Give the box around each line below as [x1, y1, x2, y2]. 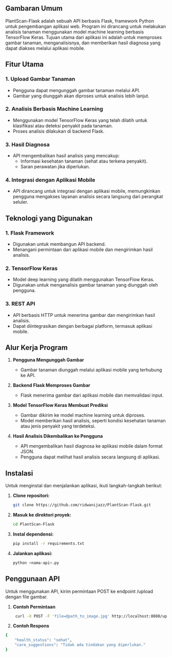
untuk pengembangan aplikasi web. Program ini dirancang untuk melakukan [5, 23, 166, 29]
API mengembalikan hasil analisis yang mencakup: [12, 153, 120, 159]
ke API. [20, 372, 36, 379]
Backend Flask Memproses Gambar [12, 382, 91, 388]
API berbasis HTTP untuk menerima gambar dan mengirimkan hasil [12, 312, 156, 318]
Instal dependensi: [12, 531, 54, 537]
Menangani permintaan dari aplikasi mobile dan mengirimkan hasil [12, 246, 153, 253]
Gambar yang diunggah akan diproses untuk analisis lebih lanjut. [12, 93, 150, 99]
